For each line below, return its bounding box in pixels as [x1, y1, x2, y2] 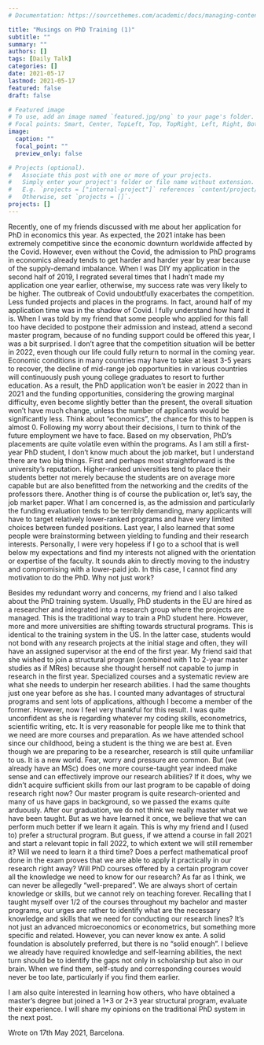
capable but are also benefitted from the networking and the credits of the [8, 480, 249, 490]
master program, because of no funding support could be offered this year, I [8, 330, 255, 340]
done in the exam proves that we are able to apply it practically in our [8, 855, 232, 865]
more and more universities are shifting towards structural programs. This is [8, 621, 254, 631]
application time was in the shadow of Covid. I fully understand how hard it [8, 305, 250, 315]
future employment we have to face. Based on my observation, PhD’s [8, 430, 232, 440]
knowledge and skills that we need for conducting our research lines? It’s [8, 914, 244, 923]
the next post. [8, 1012, 53, 1022]
